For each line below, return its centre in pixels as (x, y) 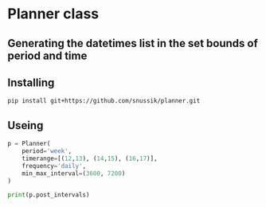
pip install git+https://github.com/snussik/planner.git (104, 101)
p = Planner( (29, 144)
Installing (31, 82)
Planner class (53, 14)
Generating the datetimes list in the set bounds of (133, 43)
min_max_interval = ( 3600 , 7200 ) (74, 173)
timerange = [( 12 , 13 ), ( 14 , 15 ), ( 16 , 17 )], (90, 158)
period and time (47, 55)
